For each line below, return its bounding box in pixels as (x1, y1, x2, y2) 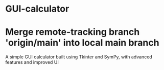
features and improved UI (5, 59, 59, 65)
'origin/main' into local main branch (5, 37, 159, 49)
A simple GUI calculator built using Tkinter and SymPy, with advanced (5, 54, 152, 60)
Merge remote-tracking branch (5, 26, 140, 38)
